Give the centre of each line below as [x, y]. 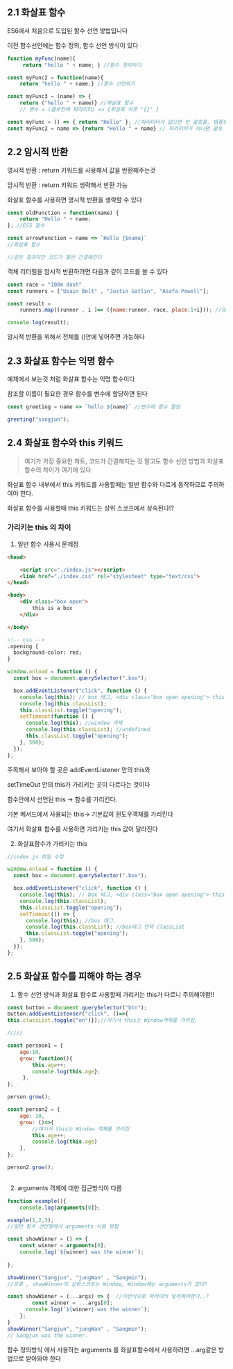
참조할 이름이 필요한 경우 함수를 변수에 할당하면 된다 [77, 393]
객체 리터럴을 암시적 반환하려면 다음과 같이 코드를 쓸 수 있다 [88, 271]
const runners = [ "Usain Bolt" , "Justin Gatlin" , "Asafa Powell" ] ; [108, 291]
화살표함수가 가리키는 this [52, 843]
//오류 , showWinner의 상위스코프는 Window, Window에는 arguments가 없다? [107, 1284]
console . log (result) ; [38, 323]
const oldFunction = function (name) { [63, 213]
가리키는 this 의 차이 [39, 527]
